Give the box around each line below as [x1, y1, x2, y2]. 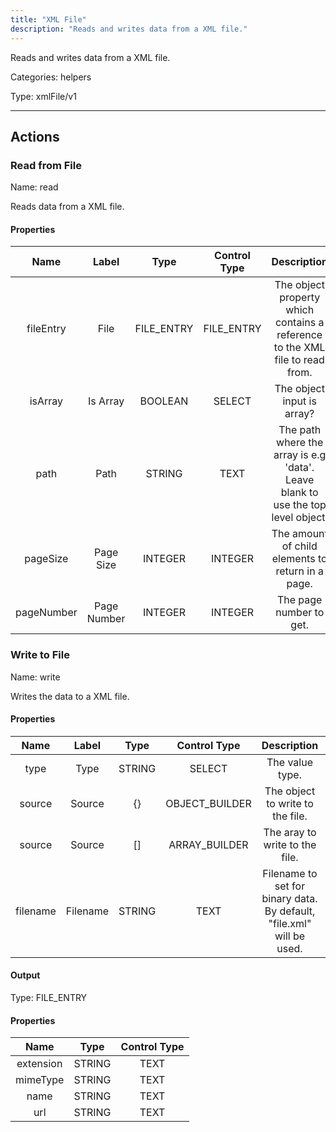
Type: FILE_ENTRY [10, 992, 88, 1004]
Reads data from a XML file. [10, 201, 125, 213]
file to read [274, 353, 325, 367]
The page [276, 593, 323, 607]
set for [274, 879, 306, 893]
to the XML [273, 341, 326, 355]
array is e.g [273, 448, 327, 462]
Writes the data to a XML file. [10, 690, 130, 702]
